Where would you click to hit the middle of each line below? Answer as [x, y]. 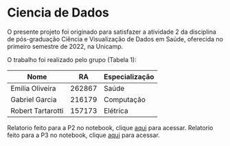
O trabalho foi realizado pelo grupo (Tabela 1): [72, 59]
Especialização [129, 76]
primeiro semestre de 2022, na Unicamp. [65, 46]
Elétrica [116, 110]
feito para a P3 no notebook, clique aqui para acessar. [83, 135]
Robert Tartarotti [37, 110]
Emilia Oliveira [33, 88]
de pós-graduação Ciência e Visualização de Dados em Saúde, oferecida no [115, 39]
